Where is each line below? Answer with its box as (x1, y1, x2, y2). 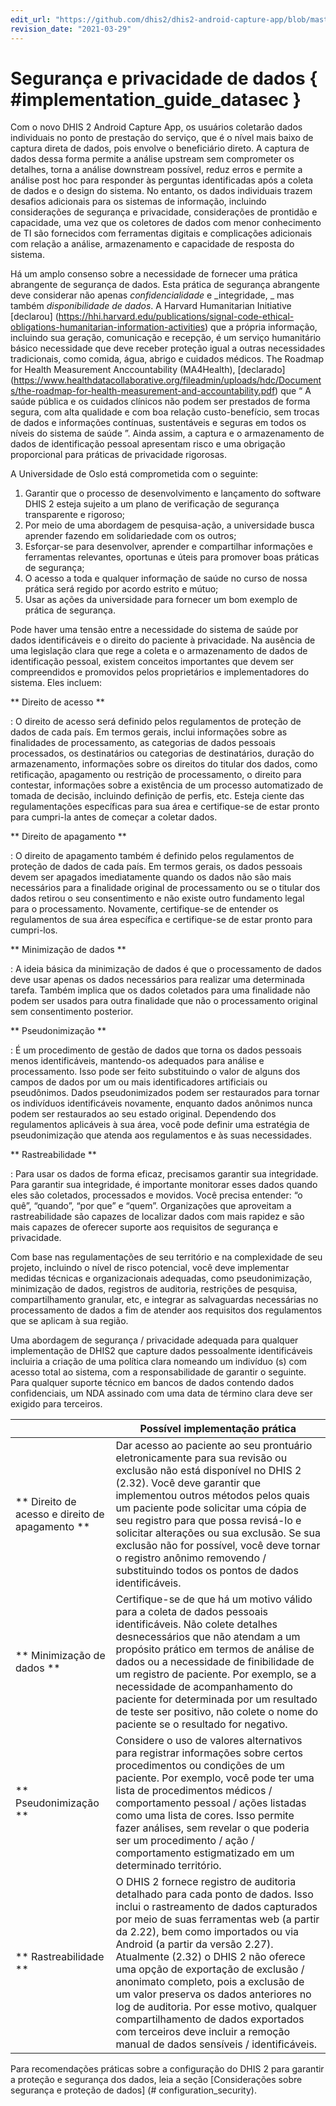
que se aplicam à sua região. (10, 1315, 129, 1327)
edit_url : (10, 14, 52, 25)
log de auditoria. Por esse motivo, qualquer (115, 2000, 318, 2014)
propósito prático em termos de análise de (115, 1642, 315, 1656)
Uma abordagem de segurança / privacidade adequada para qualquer (10, 1334, 299, 1346)
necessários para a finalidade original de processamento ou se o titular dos (10, 882, 321, 894)
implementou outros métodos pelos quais (115, 1489, 311, 1503)
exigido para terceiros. (10, 1398, 103, 1410)
